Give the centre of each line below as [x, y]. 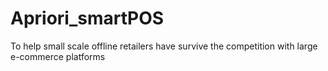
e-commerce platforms [58, 56]
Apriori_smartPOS [87, 18]
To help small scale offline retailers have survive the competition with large [164, 46]
